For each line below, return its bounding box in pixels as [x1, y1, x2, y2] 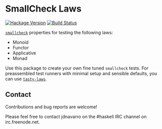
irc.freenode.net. [5, 119, 40, 125]
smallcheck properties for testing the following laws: [5, 29, 114, 35]
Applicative [12, 50, 36, 56]
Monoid [12, 39, 29, 45]
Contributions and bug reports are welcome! [5, 104, 97, 110]
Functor [12, 44, 29, 50]
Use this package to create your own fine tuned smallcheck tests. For [5, 65, 149, 71]
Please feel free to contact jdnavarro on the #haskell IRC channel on [5, 113, 147, 119]
